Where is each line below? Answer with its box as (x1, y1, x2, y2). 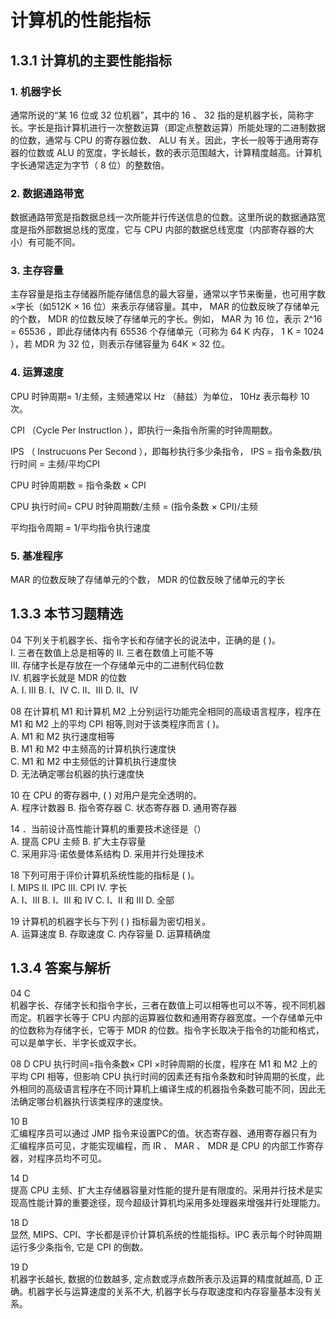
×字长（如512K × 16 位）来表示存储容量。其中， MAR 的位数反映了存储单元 (10, 301, 320, 313)
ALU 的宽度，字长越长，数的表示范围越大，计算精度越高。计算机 (56, 146, 322, 158)
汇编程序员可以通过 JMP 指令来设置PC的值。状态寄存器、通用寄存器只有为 (10, 1127, 318, 1139)
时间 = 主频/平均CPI (18, 457, 101, 470)
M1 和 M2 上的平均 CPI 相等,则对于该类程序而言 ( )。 (10, 717, 225, 730)
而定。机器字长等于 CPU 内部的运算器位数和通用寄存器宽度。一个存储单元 (10, 1011, 315, 1023)
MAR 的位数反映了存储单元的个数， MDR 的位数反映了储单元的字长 (10, 574, 285, 586)
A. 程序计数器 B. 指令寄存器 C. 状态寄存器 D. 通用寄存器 (10, 801, 238, 813)
